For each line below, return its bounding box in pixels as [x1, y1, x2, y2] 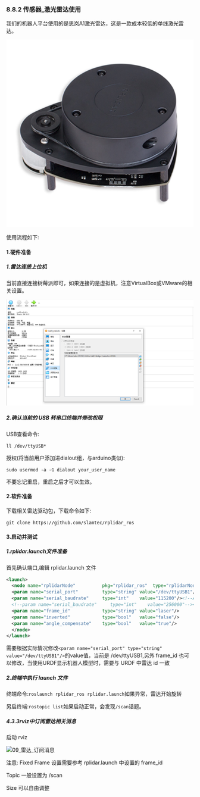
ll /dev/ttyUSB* [6, 443, 46, 449]
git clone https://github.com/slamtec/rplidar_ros [6, 520, 135, 526]
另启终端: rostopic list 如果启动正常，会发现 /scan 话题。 [6, 703, 145, 710]
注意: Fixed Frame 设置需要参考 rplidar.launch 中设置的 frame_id [6, 759, 163, 766]
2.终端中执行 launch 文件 [6, 674, 68, 681]
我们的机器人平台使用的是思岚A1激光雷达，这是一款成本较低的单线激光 [6, 20, 179, 27]
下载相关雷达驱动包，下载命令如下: [6, 507, 92, 514]
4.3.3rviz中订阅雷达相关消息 [6, 717, 76, 724]
